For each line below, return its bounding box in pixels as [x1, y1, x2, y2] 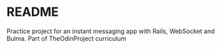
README [6, 4, 59, 20]
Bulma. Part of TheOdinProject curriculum [6, 34, 127, 42]
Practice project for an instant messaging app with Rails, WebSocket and [6, 27, 215, 35]
